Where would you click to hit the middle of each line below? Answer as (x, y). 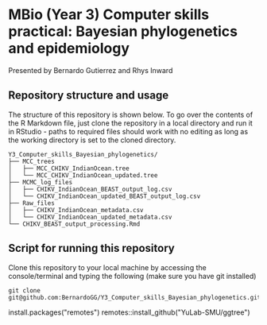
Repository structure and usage (89, 96)
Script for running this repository (91, 248)
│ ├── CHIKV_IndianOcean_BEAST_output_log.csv (90, 189)
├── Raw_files (32, 203)
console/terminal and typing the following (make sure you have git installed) (132, 276)
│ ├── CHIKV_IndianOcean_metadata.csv (76, 210)
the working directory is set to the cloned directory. (92, 140)
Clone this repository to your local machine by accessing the (107, 267)
